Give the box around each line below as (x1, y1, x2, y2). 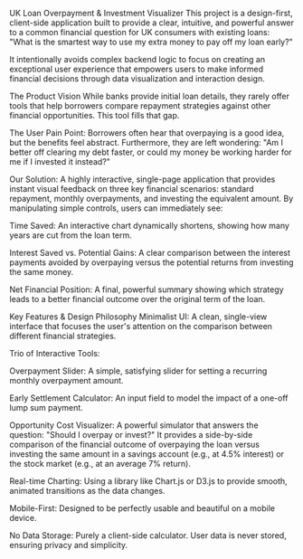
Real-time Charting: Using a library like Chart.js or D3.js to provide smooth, (9, 476, 288, 487)
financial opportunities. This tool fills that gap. (9, 110, 180, 120)
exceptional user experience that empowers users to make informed (9, 63, 264, 74)
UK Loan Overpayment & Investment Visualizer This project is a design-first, (9, 8, 293, 18)
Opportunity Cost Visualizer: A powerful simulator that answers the (9, 420, 260, 431)
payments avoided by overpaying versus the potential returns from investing (9, 257, 294, 268)
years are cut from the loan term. (9, 230, 133, 241)
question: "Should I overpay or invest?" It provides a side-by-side (9, 430, 253, 440)
